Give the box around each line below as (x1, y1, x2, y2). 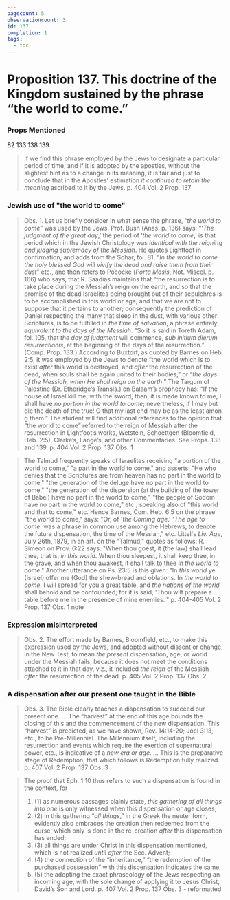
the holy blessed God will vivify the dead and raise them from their (23, 260, 213, 268)
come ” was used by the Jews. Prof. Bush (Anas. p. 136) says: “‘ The (23, 224, 214, 232)
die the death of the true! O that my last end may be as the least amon (23, 407, 222, 415)
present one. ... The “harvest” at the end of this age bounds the (23, 712, 204, 720)
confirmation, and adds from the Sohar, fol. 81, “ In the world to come (23, 253, 218, 261)
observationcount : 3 (7, 17, 67, 23)
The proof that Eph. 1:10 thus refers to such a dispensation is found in (23, 777, 220, 785)
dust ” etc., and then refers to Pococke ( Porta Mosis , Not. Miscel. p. (23, 268, 214, 276)
